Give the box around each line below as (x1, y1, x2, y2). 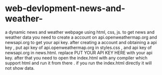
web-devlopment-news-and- (5, 3, 126, 14)
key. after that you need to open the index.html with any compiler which (5, 55, 147, 60)
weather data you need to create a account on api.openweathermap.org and (5, 34, 157, 40)
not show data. (5, 65, 35, 71)
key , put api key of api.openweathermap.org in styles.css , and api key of (5, 45, 152, 50)
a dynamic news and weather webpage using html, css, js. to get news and (5, 29, 155, 35)
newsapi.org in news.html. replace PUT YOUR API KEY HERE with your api (5, 49, 153, 56)
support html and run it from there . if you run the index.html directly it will (5, 60, 152, 66)
